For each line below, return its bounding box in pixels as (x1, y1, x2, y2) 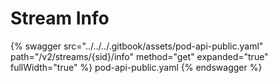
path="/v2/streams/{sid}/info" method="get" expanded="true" (10, 50, 269, 62)
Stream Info (10, 7, 110, 30)
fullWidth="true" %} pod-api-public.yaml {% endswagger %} (10, 61, 263, 73)
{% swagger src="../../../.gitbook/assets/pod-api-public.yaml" (10, 40, 264, 52)
